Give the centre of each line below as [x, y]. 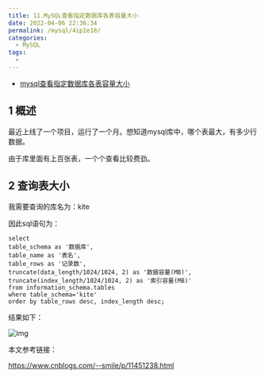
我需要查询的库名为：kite [49, 206]
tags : [17, 52]
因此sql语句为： [34, 223]
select [19, 238]
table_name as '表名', [44, 255]
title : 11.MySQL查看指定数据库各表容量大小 [73, 15]
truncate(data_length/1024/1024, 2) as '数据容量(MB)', [100, 272]
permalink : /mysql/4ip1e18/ [55, 30]
